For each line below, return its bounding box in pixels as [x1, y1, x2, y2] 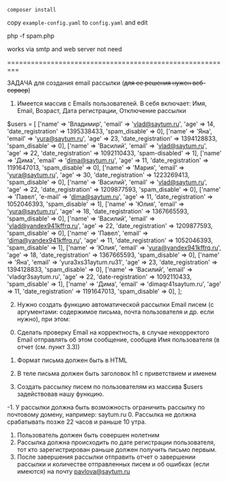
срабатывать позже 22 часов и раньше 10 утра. [7, 418, 147, 426]
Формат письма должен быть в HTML [16, 356, 128, 364]
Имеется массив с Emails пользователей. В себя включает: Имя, [16, 99, 207, 107]
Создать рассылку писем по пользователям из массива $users [16, 383, 203, 390]
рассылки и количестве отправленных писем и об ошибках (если [16, 460, 210, 468]
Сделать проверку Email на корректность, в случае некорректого [16, 329, 210, 336]
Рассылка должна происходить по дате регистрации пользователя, [16, 438, 216, 446]
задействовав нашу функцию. [16, 390, 104, 398]
